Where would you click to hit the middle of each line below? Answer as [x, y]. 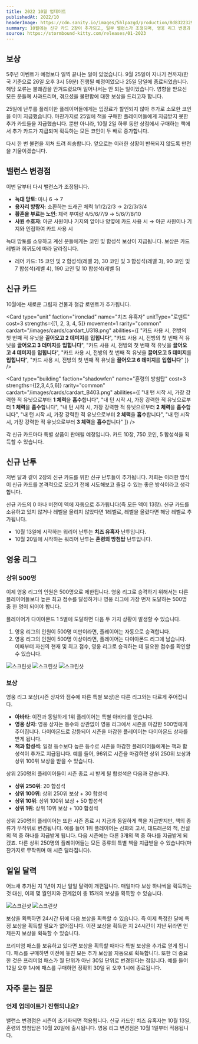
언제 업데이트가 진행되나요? [43, 1006]
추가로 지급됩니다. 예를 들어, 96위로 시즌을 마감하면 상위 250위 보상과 [110, 754]
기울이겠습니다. [30, 150]
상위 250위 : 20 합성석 [40, 786]
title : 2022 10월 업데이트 [36, 12]
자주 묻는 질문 [29, 988]
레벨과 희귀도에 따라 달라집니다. [42, 248]
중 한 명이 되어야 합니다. [34, 607]
